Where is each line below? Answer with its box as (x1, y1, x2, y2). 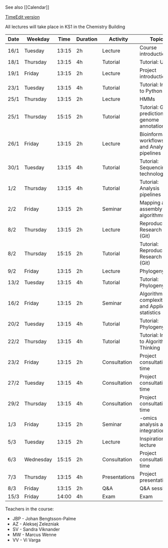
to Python (139, 87, 162, 94)
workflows (139, 137, 164, 144)
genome (139, 117, 159, 123)
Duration (76, 36, 97, 42)
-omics (139, 414, 157, 421)
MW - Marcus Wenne (12, 532, 56, 537)
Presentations (102, 474, 135, 480)
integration (139, 427, 165, 434)
